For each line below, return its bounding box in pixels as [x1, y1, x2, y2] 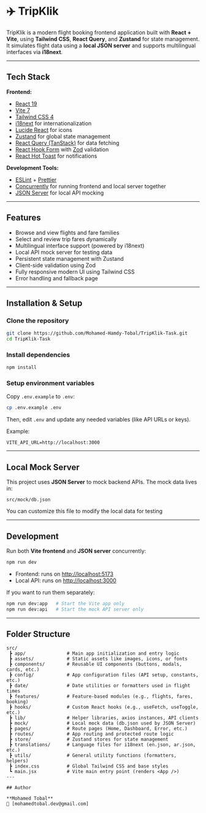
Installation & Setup [6, 298, 83, 308]
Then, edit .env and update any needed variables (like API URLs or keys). [6, 416, 191, 423]
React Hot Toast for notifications [15, 152, 97, 160]
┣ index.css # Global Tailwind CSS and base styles [9, 763, 169, 769]
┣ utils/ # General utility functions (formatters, [9, 752, 177, 759]
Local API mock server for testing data [15, 249, 113, 256]
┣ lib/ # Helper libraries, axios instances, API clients [9, 715, 199, 721]
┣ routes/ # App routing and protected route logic [9, 731, 174, 738]
